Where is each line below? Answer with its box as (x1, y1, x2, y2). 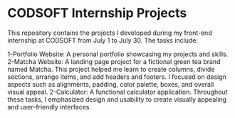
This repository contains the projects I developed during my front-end (7, 28, 212, 37)
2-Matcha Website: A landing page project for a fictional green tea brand (7, 57, 221, 65)
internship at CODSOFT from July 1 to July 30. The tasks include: (7, 36, 198, 44)
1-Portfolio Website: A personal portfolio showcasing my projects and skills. (7, 50, 229, 58)
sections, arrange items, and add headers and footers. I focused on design (7, 73, 226, 81)
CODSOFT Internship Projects (7, 5, 187, 21)
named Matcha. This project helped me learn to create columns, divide (7, 65, 215, 73)
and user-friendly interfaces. (7, 102, 92, 111)
